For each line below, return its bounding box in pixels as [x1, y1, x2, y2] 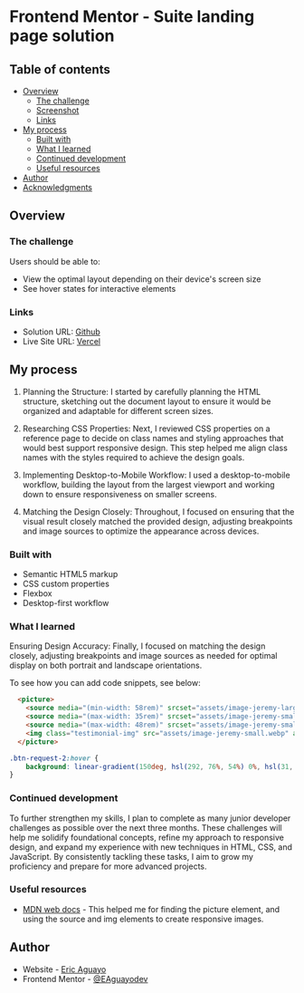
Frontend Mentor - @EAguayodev [22, 973, 148, 984]
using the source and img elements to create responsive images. [22, 913, 264, 924]
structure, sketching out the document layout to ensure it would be [22, 396, 271, 407]
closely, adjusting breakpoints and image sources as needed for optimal [9, 651, 278, 661]
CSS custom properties [22, 578, 110, 590]
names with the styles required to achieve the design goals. [22, 451, 245, 463]
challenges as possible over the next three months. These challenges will [9, 822, 282, 833]
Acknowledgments [22, 182, 93, 192]
